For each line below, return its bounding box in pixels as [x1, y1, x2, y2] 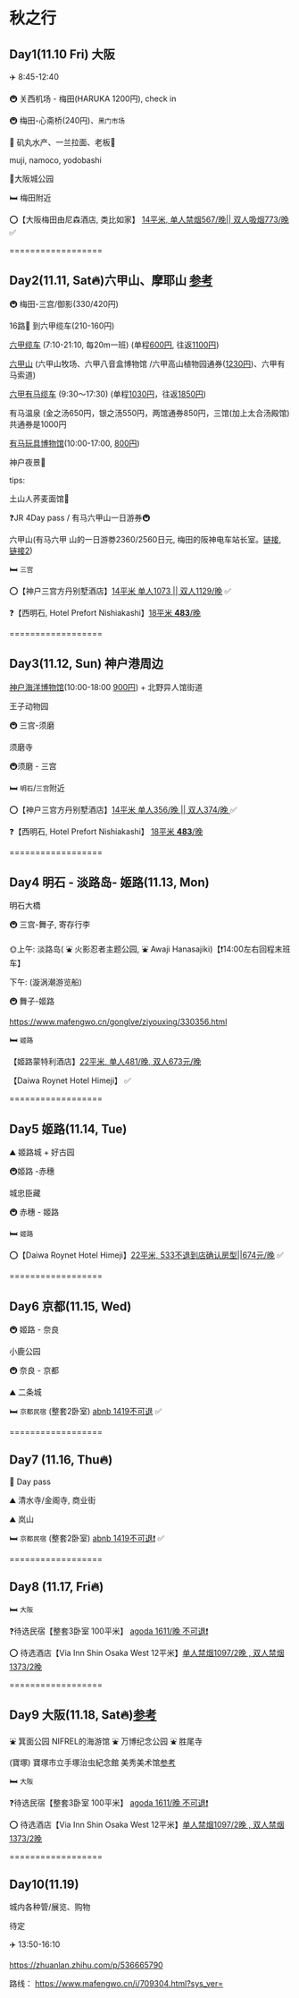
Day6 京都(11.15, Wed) [9, 1299, 132, 1314]
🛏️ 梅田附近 [9, 192, 52, 202]
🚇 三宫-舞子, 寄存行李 [9, 919, 91, 930]
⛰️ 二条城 [9, 1387, 42, 1397]
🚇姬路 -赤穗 [9, 1165, 55, 1177]
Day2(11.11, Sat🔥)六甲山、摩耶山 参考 [9, 273, 213, 288]
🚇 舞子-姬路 [9, 995, 55, 1007]
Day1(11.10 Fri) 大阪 [9, 47, 116, 62]
